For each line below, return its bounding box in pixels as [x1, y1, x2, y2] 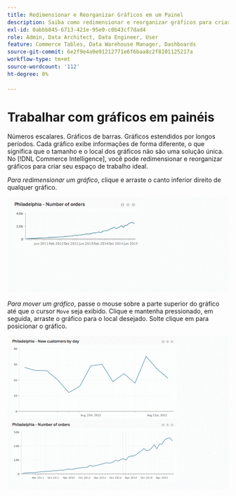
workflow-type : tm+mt [7, 56, 71, 63]
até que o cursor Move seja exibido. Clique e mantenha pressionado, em [7, 307, 214, 315]
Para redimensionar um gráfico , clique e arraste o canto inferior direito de [7, 176, 221, 184]
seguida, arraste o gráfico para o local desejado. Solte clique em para [7, 315, 209, 323]
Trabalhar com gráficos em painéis [7, 109, 215, 125]
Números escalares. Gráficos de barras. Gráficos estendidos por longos [7, 132, 216, 141]
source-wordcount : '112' [7, 63, 80, 70]
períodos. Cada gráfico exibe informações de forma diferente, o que [7, 140, 205, 148]
